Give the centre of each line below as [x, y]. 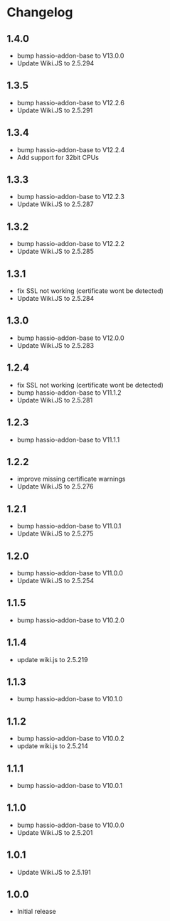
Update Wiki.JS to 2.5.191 [54, 872]
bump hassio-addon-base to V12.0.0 [71, 338]
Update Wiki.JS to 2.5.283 [55, 345]
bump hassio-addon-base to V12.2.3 [71, 197]
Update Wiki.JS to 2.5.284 [55, 299]
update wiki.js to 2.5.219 [52, 659]
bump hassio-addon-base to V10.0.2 [71, 739]
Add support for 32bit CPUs [58, 157]
